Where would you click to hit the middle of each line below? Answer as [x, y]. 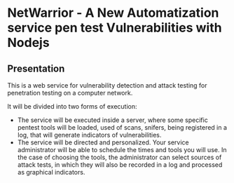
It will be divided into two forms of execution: [72, 106]
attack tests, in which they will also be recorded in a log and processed [120, 165]
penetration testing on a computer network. [70, 93]
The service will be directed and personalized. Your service [103, 142]
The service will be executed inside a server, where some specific [112, 120]
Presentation [36, 68]
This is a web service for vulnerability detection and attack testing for [108, 85]
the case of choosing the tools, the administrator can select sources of [119, 157]
